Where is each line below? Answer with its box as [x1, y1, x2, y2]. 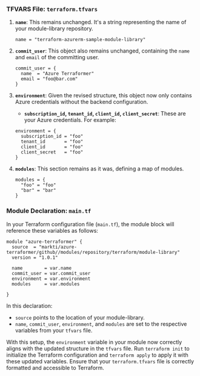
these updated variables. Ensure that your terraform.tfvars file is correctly [6, 357, 195, 365]
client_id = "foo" [21, 144, 84, 150]
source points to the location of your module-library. [15, 314, 145, 321]
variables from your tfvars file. [15, 326, 93, 334]
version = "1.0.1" [12, 254, 59, 261]
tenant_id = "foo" [21, 138, 84, 145]
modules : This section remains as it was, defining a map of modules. [15, 165, 184, 172]
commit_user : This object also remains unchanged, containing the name [15, 47, 190, 54]
